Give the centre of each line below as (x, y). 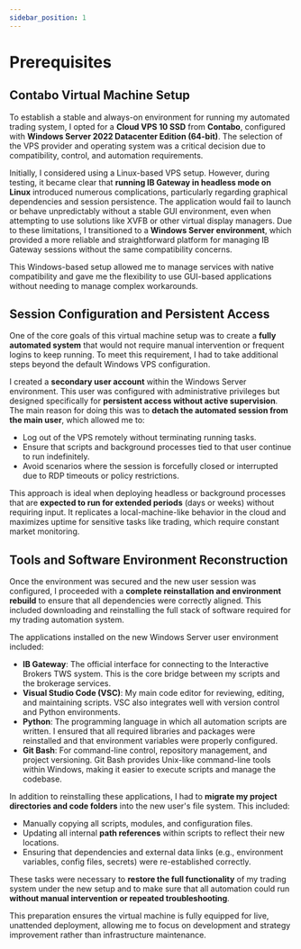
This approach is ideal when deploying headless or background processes (148, 493)
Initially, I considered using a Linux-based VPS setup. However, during (140, 173)
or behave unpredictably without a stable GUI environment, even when (141, 211)
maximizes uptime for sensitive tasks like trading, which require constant (144, 522)
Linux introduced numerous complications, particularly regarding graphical (149, 192)
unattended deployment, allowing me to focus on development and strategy (150, 926)
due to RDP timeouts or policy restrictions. (101, 476)
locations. (41, 843)
